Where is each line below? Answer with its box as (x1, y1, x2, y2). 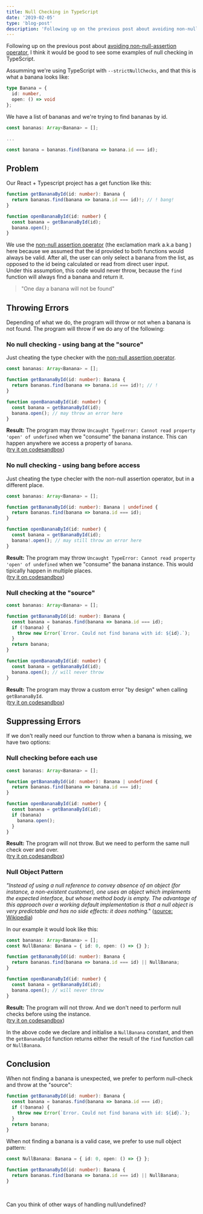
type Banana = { (6, 85, 47, 91)
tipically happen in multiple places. (6, 567, 92, 574)
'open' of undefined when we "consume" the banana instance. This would (6, 560, 193, 568)
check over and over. (6, 846, 59, 854)
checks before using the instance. (6, 1010, 91, 1018)
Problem (6, 163, 39, 173)
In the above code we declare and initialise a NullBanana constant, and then (6, 1028, 194, 1036)
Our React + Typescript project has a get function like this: (6, 179, 152, 187)
